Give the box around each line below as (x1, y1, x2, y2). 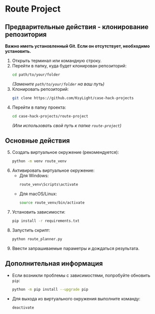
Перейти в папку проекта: (12, 104, 66, 110)
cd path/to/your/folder (12, 72, 61, 77)
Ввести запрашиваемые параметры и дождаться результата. (12, 245, 139, 251)
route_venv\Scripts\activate (19, 182, 78, 187)
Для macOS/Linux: (19, 191, 57, 197)
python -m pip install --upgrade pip (12, 287, 89, 292)
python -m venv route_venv (12, 159, 67, 164)
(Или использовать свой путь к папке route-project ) (12, 122, 122, 128)
